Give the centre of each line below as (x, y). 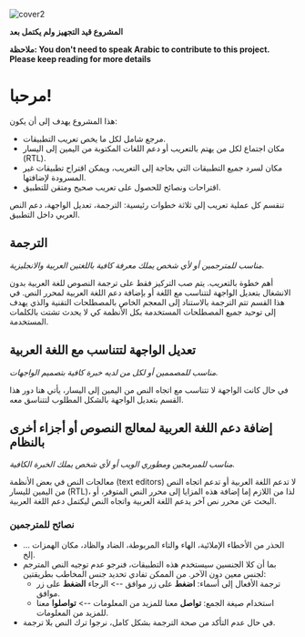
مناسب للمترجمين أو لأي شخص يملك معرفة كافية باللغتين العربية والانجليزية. (137, 265)
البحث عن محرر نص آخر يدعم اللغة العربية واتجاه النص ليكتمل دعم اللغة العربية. (143, 501)
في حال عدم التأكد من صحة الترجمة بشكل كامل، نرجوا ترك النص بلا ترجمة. (149, 622)
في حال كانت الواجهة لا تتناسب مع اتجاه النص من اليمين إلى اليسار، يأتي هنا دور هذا (149, 390)
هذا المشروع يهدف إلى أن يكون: (64, 121)
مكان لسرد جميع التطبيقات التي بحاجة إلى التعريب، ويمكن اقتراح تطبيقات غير (152, 168)
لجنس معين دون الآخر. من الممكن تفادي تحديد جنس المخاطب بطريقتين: (144, 573)
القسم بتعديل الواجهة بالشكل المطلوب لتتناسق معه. (97, 399)
